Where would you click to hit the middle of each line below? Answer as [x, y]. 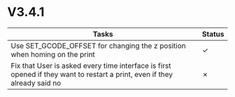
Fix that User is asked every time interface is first [91, 65]
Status [213, 34]
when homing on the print [53, 54]
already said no [36, 82]
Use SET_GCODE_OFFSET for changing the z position [99, 46]
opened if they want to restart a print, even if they [92, 74]
